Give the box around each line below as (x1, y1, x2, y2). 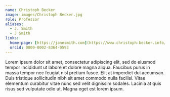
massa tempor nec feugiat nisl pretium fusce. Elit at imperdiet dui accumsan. (5, 69, 165, 76)
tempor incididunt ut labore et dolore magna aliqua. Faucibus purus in (5, 64, 150, 70)
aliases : (5, 21, 24, 27)
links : (5, 36, 19, 41)
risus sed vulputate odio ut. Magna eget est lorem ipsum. (5, 85, 124, 91)
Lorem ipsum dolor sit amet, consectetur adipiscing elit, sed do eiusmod (5, 59, 156, 65)
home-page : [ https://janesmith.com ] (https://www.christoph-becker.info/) (10, 40, 168, 45)
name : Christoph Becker (5, 7, 56, 13)
